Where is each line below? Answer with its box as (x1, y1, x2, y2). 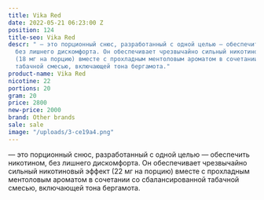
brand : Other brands (8, 114, 76, 122)
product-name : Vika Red (8, 70, 86, 78)
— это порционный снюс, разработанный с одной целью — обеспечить (8, 150, 250, 159)
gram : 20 (8, 92, 37, 100)
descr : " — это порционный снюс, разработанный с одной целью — (8, 41, 223, 49)
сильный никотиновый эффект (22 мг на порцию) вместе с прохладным (8, 166, 250, 176)
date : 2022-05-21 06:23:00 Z (8, 19, 104, 27)
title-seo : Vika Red (8, 33, 76, 42)
